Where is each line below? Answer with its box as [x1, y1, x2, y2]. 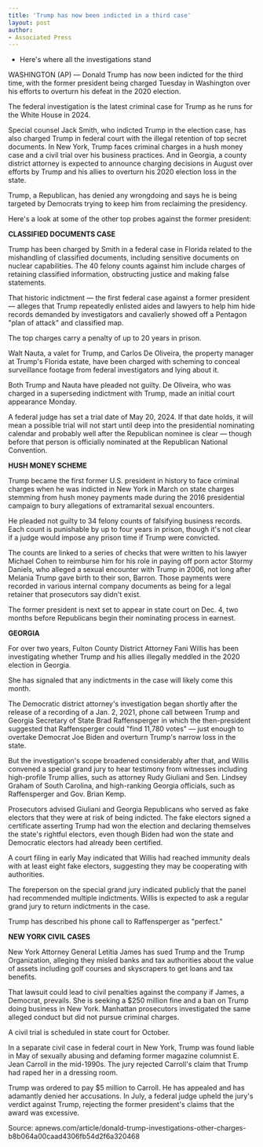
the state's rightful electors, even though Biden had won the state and [8, 829, 234, 839]
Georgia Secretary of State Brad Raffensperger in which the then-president [8, 716, 251, 726]
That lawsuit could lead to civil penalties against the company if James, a [8, 988, 245, 997]
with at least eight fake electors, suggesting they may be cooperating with [8, 861, 248, 871]
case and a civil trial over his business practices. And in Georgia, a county [8, 151, 247, 160]
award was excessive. [8, 1108, 80, 1118]
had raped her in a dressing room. [8, 1068, 118, 1077]
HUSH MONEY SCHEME [8, 461, 88, 471]
